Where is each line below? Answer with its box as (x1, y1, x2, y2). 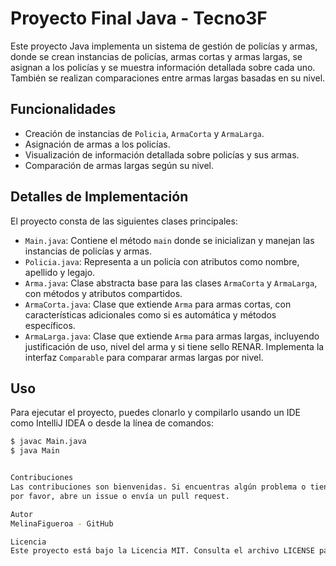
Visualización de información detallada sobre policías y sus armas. (24, 148, 300, 161)
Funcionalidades (10, 101, 117, 118)
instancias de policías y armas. (24, 245, 152, 257)
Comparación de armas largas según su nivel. (24, 159, 214, 171)
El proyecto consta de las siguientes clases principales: (10, 215, 238, 227)
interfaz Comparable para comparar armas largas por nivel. (24, 351, 264, 363)
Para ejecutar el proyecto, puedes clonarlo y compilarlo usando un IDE (10, 407, 301, 419)
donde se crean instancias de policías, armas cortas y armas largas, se (10, 50, 303, 62)
